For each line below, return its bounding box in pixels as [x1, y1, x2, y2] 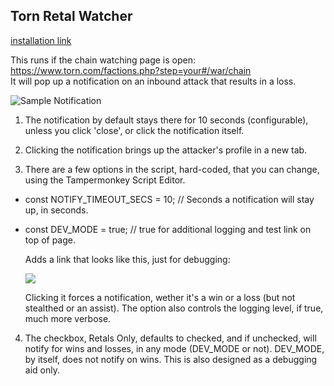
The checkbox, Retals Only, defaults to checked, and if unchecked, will [24, 332, 317, 344]
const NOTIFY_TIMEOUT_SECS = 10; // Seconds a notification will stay [24, 193, 315, 205]
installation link [10, 34, 72, 46]
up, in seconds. [24, 204, 89, 216]
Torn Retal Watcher [10, 8, 133, 25]
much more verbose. [24, 312, 112, 324]
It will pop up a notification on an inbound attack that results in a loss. [10, 75, 297, 87]
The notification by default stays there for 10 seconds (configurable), [24, 114, 309, 126]
